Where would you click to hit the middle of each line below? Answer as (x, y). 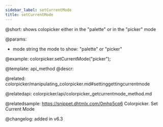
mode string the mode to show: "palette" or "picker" (67, 49)
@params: (16, 39)
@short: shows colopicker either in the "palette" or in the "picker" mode (81, 29)
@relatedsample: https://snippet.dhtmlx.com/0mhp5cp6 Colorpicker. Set (81, 103)
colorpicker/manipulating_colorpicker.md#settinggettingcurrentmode (78, 84)
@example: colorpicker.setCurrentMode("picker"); (58, 58)
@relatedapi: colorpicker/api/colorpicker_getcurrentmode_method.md (79, 93)
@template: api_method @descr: (39, 69)
